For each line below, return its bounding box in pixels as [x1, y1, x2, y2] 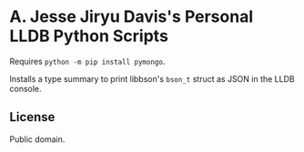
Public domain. [9, 134, 66, 145]
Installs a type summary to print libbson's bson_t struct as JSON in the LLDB [9, 73, 295, 84]
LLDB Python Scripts [9, 25, 168, 46]
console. [9, 83, 43, 94]
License [9, 109, 56, 125]
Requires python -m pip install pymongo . [9, 56, 166, 66]
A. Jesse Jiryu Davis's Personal [9, 6, 253, 27]
